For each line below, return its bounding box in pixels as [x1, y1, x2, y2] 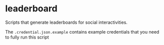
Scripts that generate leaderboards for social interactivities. [5, 19, 127, 25]
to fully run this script [5, 34, 49, 40]
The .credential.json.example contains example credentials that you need [5, 29, 159, 35]
